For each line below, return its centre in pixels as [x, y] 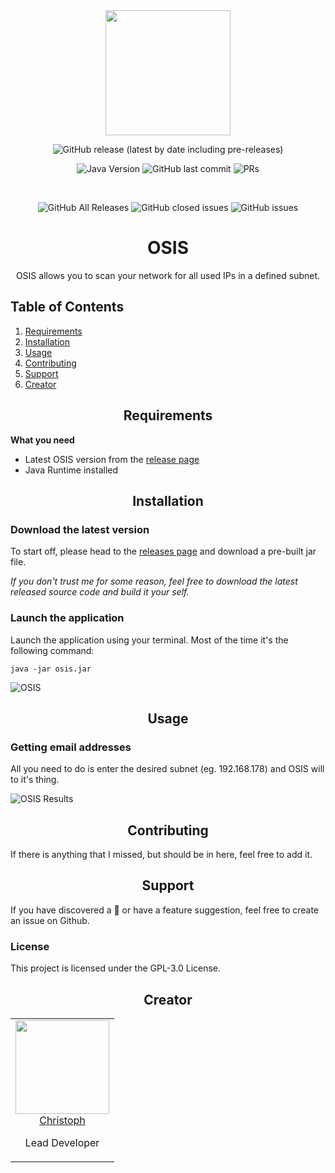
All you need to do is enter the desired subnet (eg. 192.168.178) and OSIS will [167, 769]
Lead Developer [62, 1142]
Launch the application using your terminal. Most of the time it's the [149, 640]
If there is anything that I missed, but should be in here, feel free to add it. [161, 855]
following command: [52, 650]
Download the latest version [80, 529]
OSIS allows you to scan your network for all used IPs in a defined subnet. [168, 275]
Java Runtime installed [71, 470]
